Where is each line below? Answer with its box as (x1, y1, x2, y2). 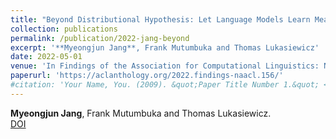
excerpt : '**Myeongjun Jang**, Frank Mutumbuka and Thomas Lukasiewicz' (10, 42, 320, 53)
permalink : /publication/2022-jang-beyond (10, 33, 190, 43)
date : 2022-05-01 (10, 52, 83, 62)
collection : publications (10, 24, 118, 34)
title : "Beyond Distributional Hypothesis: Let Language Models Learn (10, 14, 311, 25)
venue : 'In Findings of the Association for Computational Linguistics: (10, 61, 320, 71)
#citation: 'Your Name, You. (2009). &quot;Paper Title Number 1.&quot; (10, 80, 320, 90)
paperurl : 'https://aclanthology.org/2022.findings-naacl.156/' (10, 71, 284, 81)
